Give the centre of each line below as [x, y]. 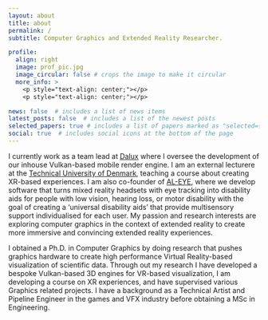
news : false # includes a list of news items [87, 111]
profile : [23, 53]
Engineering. [29, 307]
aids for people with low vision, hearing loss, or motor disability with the [126, 198]
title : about [30, 23]
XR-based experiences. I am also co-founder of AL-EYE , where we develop [132, 181]
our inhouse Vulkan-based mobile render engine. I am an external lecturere [132, 164]
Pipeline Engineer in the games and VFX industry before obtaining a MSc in [132, 298]
